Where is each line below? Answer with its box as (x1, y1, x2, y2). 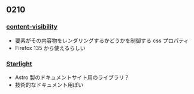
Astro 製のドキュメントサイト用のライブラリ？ (14, 74, 130, 81)
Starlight (6, 59, 32, 68)
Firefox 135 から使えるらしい (14, 44, 86, 51)
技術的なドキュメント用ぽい (14, 81, 84, 88)
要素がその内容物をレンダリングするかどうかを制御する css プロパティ (14, 37, 189, 44)
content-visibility (6, 23, 58, 31)
